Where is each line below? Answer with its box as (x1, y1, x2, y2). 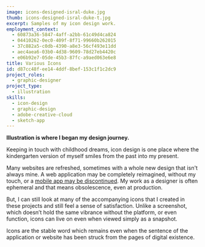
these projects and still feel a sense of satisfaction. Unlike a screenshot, (6, 202, 188, 210)
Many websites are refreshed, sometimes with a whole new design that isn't (6, 164, 198, 172)
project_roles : (6, 72, 45, 78)
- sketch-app (12, 117, 45, 123)
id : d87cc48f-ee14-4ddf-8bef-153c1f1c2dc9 (6, 66, 116, 72)
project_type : (6, 83, 43, 89)
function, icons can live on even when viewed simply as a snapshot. (6, 215, 177, 222)
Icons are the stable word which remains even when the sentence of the (6, 227, 188, 235)
